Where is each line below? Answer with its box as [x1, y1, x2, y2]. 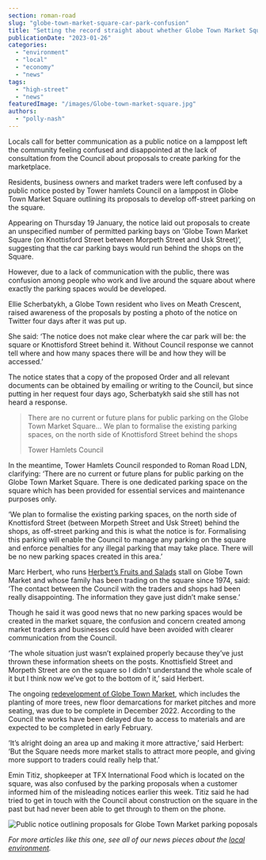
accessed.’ [8, 356, 44, 366]
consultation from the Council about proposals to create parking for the [8, 153, 241, 163]
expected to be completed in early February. [8, 723, 153, 732]
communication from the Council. [8, 632, 117, 643]
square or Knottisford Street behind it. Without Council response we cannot [8, 340, 254, 349]
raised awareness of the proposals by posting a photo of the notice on [8, 307, 237, 317]
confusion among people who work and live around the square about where [8, 275, 256, 285]
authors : [8, 108, 37, 116]
